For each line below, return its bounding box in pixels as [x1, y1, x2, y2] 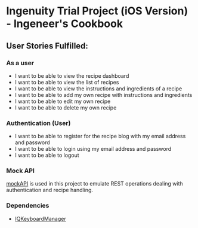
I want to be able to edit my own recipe [14, 98, 111, 105]
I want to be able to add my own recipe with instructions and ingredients [14, 91, 193, 98]
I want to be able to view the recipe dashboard [14, 72, 129, 79]
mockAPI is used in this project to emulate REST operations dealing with [6, 180, 183, 187]
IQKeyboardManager [14, 215, 67, 222]
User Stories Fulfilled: [6, 41, 88, 51]
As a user [6, 59, 35, 67]
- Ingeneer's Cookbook [6, 17, 123, 31]
